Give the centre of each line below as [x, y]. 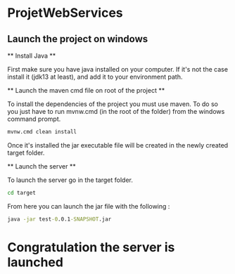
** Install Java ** [32, 56]
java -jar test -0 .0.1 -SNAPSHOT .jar [59, 219]
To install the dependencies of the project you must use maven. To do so [113, 104]
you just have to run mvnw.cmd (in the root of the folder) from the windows [116, 111]
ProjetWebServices [65, 13]
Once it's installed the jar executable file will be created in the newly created [118, 145]
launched [35, 262]
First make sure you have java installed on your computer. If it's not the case [118, 69]
